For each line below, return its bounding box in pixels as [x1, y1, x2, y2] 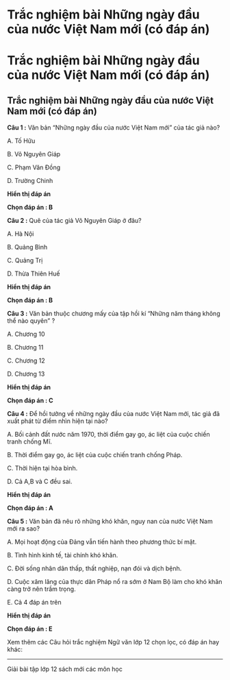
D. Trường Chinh [7, 177, 53, 185]
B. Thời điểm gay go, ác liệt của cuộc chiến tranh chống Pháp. [7, 451, 183, 459]
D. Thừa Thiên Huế [7, 269, 60, 278]
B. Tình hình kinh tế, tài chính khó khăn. [7, 551, 118, 559]
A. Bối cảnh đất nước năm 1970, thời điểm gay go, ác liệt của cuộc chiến [7, 430, 210, 439]
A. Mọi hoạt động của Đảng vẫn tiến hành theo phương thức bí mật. [7, 538, 197, 546]
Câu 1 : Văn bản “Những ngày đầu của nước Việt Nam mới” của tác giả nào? [7, 123, 220, 132]
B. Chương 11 [7, 343, 44, 352]
